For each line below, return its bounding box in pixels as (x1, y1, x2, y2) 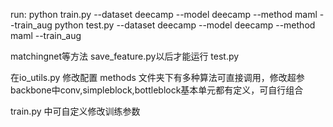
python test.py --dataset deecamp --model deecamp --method (54, 19, 316, 31)
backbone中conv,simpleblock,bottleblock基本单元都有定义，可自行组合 (10, 84, 304, 96)
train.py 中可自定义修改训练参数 (10, 105, 141, 117)
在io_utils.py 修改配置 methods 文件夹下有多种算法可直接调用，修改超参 (10, 72, 305, 83)
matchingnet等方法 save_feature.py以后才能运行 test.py (10, 50, 240, 62)
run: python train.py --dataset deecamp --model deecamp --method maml (10, 9, 318, 20)
